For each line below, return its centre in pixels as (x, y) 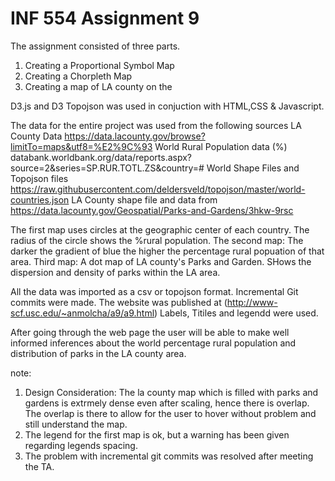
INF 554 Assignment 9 (105, 18)
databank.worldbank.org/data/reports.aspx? (101, 157)
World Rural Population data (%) (221, 146)
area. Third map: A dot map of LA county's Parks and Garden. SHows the (161, 261)
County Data (36, 136)
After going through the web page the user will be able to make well (150, 332)
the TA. (39, 466)
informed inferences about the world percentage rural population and (153, 343)
